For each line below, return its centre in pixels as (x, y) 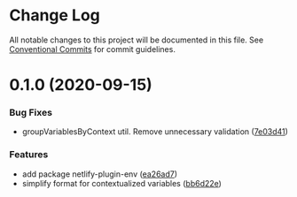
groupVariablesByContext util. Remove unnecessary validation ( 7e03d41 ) (155, 132)
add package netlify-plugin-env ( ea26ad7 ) (100, 174)
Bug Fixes (31, 113)
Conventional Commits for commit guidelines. (92, 49)
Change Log (55, 15)
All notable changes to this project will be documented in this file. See (137, 40)
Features (29, 155)
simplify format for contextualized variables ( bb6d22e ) (121, 183)
